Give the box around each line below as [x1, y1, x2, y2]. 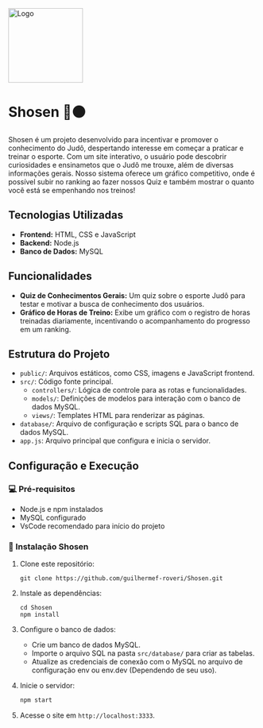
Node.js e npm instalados [19, 505, 103, 514]
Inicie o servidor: [19, 681, 75, 691]
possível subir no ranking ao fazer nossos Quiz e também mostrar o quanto [8, 176, 254, 186]
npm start [19, 696, 53, 704]
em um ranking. [19, 324, 72, 334]
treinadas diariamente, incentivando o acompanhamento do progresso [19, 316, 250, 325]
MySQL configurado [19, 513, 87, 523]
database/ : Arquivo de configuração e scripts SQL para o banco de [19, 419, 239, 428]
